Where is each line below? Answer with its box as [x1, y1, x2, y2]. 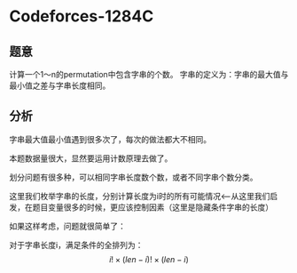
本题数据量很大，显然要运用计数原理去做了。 [9, 153, 173, 164]
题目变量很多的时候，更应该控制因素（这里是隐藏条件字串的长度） [32, 202, 273, 213]
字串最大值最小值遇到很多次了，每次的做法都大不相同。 [9, 133, 211, 144]
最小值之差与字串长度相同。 [9, 80, 111, 91]
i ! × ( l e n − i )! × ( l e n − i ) [109, 253, 189, 264]
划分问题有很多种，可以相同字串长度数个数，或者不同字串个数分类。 [9, 172, 258, 182]
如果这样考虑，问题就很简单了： [9, 221, 126, 231]
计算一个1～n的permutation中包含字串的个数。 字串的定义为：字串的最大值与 [9, 69, 289, 79]
